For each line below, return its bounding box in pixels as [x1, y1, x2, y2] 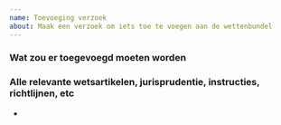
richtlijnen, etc [9, 87, 75, 100]
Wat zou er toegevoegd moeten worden [9, 52, 187, 64]
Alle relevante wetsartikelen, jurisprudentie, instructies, [9, 76, 260, 89]
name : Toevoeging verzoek [9, 13, 107, 23]
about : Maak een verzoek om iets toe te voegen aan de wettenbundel [9, 22, 273, 31]
